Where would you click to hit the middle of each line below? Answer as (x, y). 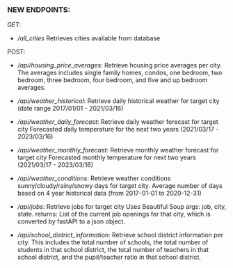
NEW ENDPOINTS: (39, 10)
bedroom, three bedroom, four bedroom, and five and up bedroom (112, 80)
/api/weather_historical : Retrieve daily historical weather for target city (119, 101)
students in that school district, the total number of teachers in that (113, 250)
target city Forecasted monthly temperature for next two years (106, 157)
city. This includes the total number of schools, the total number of (113, 242)
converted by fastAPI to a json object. (71, 221)
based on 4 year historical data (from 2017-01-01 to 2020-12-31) (109, 194)
